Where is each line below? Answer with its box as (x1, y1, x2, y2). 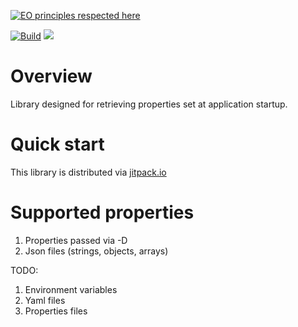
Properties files (24, 305, 88, 317)
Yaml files (24, 294, 66, 306)
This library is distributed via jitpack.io (10, 166, 167, 178)
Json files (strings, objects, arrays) (24, 245, 169, 257)
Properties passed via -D (24, 234, 128, 246)
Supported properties (10, 201, 195, 224)
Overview (10, 65, 93, 88)
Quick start (10, 133, 105, 156)
